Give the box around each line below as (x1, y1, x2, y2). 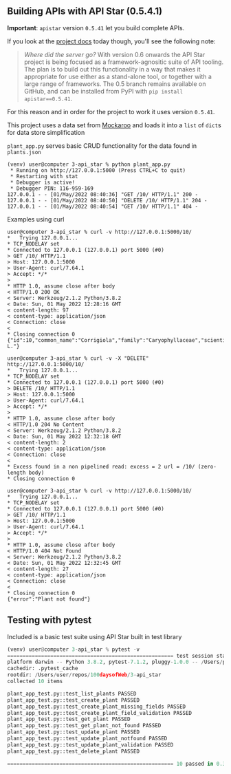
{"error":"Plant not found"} (7, 595, 91, 603)
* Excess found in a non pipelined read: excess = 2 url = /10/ (7, 463, 195, 470)
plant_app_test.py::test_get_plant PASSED (7, 716, 131, 723)
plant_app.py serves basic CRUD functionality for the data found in (7, 141, 197, 150)
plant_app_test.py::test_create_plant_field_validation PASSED (7, 709, 192, 716)
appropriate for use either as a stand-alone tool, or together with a (23, 72, 212, 80)
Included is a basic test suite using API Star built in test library (7, 632, 182, 641)
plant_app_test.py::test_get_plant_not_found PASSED (7, 722, 162, 729)
